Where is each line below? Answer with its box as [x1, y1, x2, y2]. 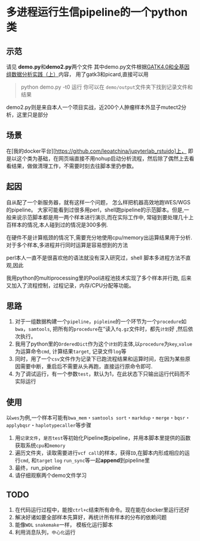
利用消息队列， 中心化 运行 [14, 528, 76, 536]
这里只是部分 [16, 111, 48, 118]
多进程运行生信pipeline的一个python [6, 5, 188, 19]
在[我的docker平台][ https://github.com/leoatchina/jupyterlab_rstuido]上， [6, 147, 187, 155]
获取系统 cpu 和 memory [14, 442, 66, 449]
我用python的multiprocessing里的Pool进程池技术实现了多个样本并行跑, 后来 [6, 274, 192, 282]
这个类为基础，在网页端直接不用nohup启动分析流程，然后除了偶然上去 [16, 155, 189, 162]
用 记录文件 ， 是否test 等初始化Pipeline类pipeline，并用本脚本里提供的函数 [14, 434, 191, 442]
